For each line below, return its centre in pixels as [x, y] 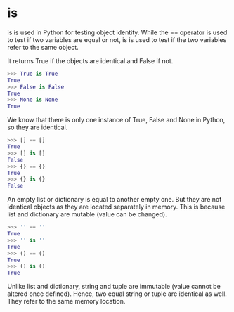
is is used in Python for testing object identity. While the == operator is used [117, 32]
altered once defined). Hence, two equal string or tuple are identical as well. [117, 294]
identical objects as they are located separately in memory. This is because [116, 207]
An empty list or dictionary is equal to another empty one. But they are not [115, 200]
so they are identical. [38, 127]
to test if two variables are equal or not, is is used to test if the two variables [117, 39]
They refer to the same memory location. [66, 301]
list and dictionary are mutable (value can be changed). [87, 214]
